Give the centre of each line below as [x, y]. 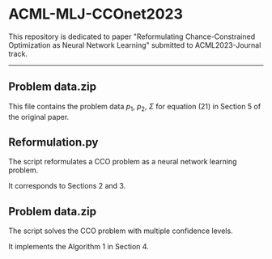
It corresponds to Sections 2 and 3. [67, 186]
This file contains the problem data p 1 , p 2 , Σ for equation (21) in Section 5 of [135, 107]
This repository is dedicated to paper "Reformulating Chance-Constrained [132, 36]
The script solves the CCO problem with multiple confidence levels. [121, 231]
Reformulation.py [53, 142]
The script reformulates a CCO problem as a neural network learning [123, 162]
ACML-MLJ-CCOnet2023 [96, 14]
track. [18, 53]
